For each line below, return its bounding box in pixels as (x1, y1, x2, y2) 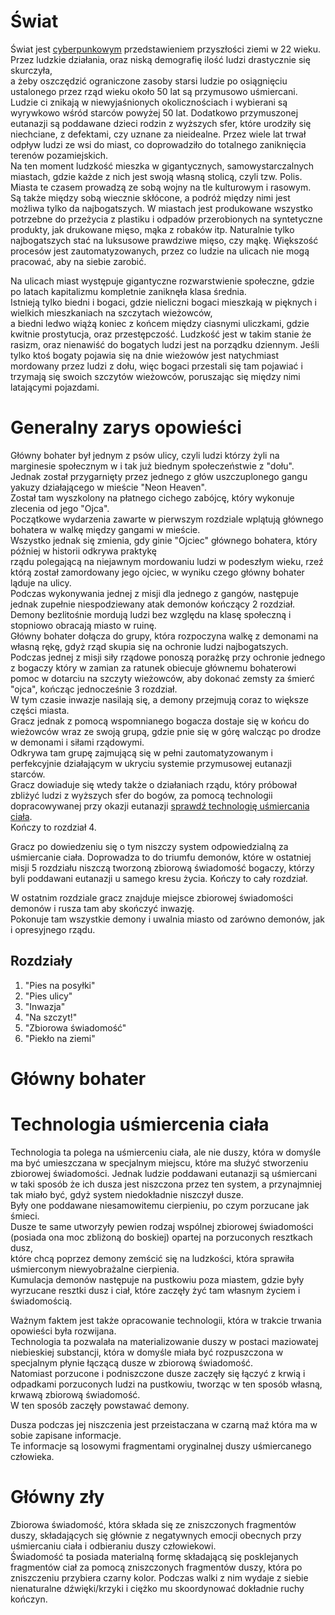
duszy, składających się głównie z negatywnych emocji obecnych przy (10, 1529, 302, 1541)
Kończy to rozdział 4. (10, 821, 97, 833)
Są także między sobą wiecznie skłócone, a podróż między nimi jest (10, 191, 291, 204)
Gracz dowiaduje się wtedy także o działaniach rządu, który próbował (10, 778, 297, 790)
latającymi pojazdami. (10, 381, 100, 393)
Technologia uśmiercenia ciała (10, 1113, 270, 1136)
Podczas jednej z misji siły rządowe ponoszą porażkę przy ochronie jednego (10, 651, 326, 663)
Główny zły (10, 1486, 105, 1508)
